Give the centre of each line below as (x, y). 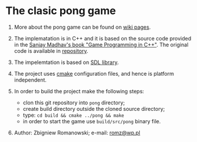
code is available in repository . (51, 50)
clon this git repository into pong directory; (74, 102)
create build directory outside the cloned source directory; (94, 109)
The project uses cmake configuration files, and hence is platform (94, 73)
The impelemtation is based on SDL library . (66, 62)
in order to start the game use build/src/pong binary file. (92, 121)
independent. (30, 80)
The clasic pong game (61, 11)
